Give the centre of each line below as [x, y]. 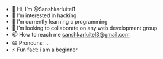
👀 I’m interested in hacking [44, 15]
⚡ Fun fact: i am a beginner [45, 50]
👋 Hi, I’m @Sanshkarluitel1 [44, 9]
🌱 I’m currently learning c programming [60, 22]
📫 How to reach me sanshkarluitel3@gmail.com [71, 35]
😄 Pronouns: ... [31, 43]
